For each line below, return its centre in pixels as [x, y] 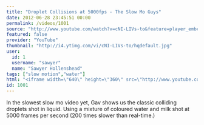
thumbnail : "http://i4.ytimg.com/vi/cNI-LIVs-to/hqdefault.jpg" [89, 46]
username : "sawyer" [36, 62]
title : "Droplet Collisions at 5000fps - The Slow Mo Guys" [84, 12]
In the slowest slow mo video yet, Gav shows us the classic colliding [92, 103]
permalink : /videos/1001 [38, 23]
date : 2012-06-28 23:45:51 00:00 [49, 18]
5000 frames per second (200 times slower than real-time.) [81, 115]
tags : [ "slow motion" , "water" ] [46, 74]
